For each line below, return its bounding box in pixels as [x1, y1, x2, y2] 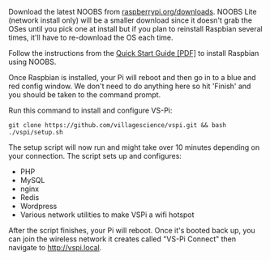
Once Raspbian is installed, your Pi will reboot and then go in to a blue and [8, 73, 257, 82]
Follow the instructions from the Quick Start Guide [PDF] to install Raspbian [8, 49, 259, 58]
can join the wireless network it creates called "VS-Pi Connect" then [8, 234, 237, 244]
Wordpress [19, 202, 58, 211]
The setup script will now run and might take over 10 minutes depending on [8, 143, 260, 152]
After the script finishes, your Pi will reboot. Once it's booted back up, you [8, 226, 255, 235]
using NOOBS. [8, 57, 57, 66]
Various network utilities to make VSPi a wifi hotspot [19, 210, 195, 220]
